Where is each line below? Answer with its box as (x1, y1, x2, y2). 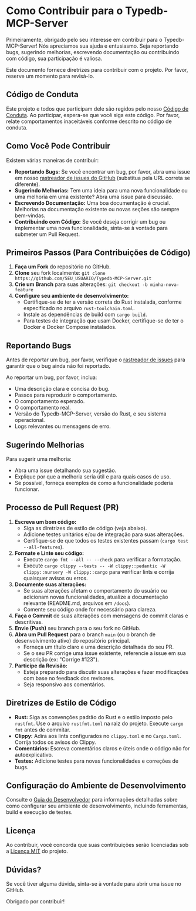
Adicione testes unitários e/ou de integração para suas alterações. (23, 531, 184, 538)
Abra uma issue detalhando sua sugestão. (14, 467, 117, 474)
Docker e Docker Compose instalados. (23, 324, 117, 331)
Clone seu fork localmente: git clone (14, 270, 106, 277)
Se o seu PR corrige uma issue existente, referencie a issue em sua (23, 649, 186, 657)
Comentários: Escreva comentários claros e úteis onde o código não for (14, 744, 190, 752)
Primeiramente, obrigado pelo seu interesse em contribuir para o (6, 36, 163, 43)
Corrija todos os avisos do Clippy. (14, 739, 96, 746)
